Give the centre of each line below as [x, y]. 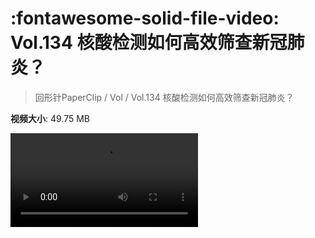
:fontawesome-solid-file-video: [145, 18]
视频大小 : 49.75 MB [50, 118]
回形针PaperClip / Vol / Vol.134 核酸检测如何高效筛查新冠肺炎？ [164, 97]
